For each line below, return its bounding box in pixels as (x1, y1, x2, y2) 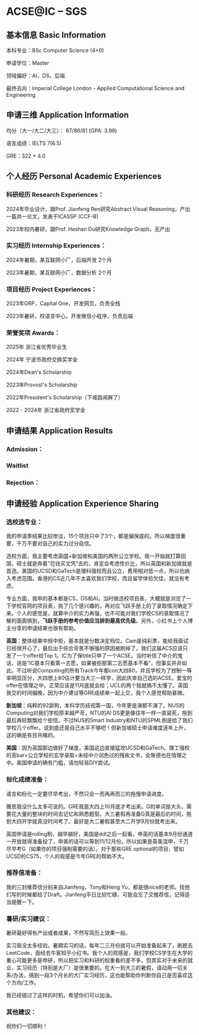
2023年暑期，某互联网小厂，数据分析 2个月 (6, 269, 113, 276)
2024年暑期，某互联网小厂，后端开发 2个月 (6, 256, 113, 263)
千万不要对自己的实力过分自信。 (16, 540, 95, 547)
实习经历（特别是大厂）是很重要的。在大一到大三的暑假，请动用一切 (16, 964, 182, 971)
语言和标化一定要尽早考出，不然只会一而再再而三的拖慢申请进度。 (6, 790, 167, 797)
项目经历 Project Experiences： (6, 285, 98, 293)
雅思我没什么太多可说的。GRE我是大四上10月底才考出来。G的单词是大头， (6, 803, 187, 810)
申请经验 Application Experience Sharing (6, 498, 159, 508)
